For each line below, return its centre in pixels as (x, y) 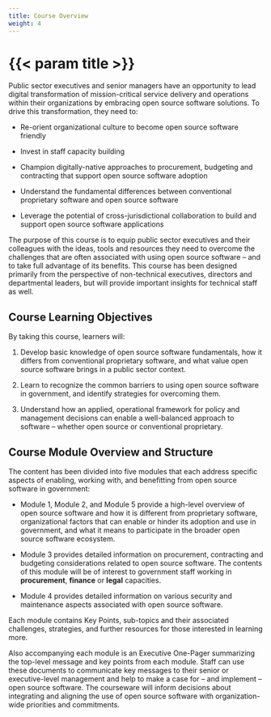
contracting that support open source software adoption (114, 176)
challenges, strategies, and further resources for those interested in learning (135, 629)
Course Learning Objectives (80, 317)
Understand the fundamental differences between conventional (126, 192)
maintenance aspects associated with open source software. (121, 605)
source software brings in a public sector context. (103, 370)
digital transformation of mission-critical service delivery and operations (129, 95)
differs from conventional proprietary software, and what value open (134, 361)
